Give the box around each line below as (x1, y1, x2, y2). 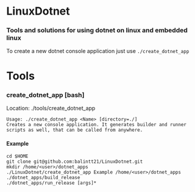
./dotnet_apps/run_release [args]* (6, 180, 97, 187)
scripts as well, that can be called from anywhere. (6, 127, 143, 133)
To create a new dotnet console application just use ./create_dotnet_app (6, 48, 190, 55)
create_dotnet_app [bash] (6, 90, 85, 99)
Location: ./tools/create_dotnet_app (6, 104, 96, 112)
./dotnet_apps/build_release (6, 175, 80, 181)
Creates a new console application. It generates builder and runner (6, 121, 187, 127)
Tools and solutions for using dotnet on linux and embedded (6, 26, 188, 35)
